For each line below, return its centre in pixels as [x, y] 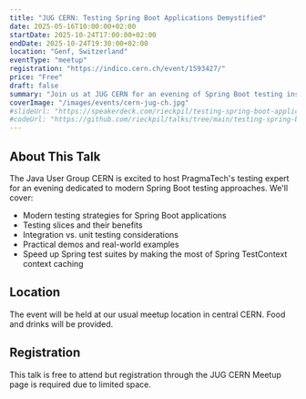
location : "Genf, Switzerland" [69, 52]
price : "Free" [36, 77]
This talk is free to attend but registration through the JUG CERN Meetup [146, 374]
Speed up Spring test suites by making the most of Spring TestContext [155, 254]
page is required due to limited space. [81, 384]
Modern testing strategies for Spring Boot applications [125, 215]
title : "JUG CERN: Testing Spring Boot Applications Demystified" [138, 18]
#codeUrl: [28, 119]
